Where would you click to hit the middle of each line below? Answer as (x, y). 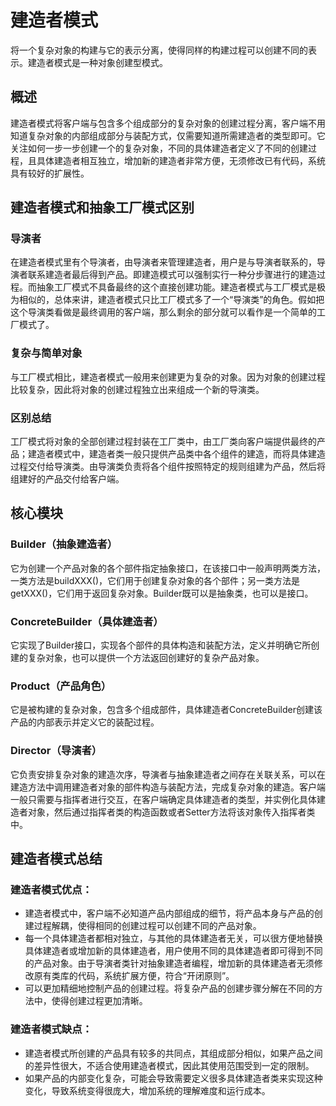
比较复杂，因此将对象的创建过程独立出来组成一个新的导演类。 (137, 389)
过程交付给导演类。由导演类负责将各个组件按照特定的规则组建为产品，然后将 (168, 467)
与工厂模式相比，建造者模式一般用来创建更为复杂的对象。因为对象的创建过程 (168, 377)
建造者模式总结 (56, 859)
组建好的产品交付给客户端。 (67, 479)
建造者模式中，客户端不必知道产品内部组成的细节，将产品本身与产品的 (169, 913)
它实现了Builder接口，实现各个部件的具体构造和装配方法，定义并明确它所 (161, 645)
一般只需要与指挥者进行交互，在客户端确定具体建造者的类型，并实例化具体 (163, 799)
